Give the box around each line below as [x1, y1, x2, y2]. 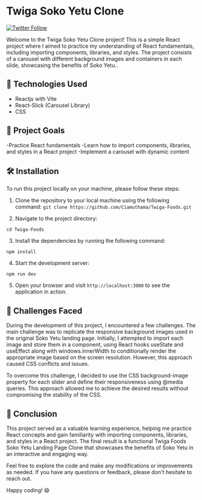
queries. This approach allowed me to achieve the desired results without [6, 385, 189, 392]
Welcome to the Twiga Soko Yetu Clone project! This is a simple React [6, 36, 180, 43]
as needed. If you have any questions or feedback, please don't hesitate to [6, 469, 192, 475]
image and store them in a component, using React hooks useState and [6, 341, 184, 348]
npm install [6, 249, 36, 255]
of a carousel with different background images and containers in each [6, 55, 182, 62]
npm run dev [6, 271, 36, 277]
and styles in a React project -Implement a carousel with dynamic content [6, 148, 189, 155]
